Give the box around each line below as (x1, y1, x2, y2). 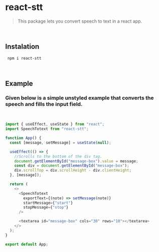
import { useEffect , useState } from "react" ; (5, 122, 105, 127)
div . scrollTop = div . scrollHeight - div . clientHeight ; (14, 168, 132, 173)
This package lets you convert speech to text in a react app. (17, 18, 142, 24)
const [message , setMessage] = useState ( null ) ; (10, 140, 112, 145)
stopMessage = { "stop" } (23, 205, 69, 210)
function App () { (5, 136, 42, 141)
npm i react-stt (7, 56, 42, 61)
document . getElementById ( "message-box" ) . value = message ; (14, 159, 138, 164)
